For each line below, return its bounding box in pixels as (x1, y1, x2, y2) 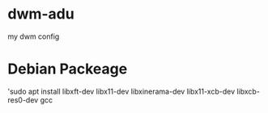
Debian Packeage (7, 60, 128, 78)
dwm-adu (7, 5, 74, 23)
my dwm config (7, 31, 60, 41)
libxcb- (236, 86, 261, 96)
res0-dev (7, 94, 39, 105)
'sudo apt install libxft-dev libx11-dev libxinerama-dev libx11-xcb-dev (7, 86, 236, 96)
